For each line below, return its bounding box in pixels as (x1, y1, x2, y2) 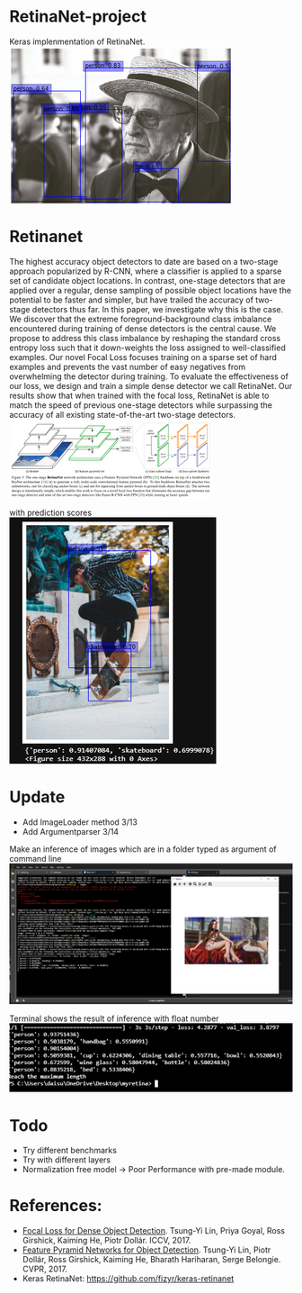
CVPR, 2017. (22, 1263, 67, 1275)
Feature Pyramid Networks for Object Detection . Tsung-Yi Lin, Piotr (22, 1244, 271, 1255)
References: (9, 1196, 102, 1216)
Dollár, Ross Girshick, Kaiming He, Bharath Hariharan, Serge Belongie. (22, 1254, 281, 1265)
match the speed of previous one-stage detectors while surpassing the (9, 399, 272, 411)
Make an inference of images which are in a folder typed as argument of (9, 844, 277, 854)
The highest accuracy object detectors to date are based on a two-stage (9, 256, 279, 267)
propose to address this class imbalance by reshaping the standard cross (9, 332, 281, 343)
